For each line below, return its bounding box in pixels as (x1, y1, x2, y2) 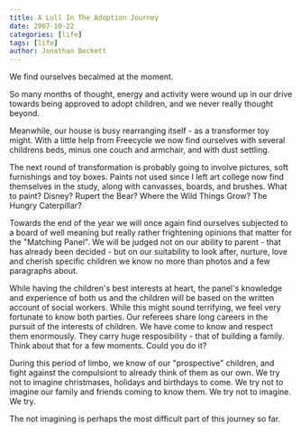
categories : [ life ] (9, 30, 83, 39)
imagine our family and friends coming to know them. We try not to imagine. (9, 386, 291, 397)
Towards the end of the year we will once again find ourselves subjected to (9, 218, 288, 229)
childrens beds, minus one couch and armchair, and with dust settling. (9, 145, 270, 156)
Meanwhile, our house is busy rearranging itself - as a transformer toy (9, 125, 270, 136)
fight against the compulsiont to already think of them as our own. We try (9, 367, 281, 378)
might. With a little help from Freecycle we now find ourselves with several (9, 135, 286, 146)
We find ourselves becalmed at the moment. (9, 71, 174, 82)
